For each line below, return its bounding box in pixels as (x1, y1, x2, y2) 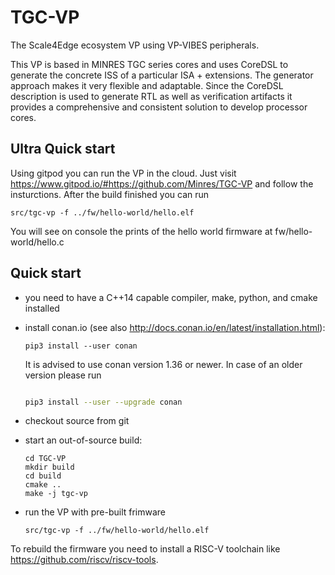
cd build (24, 471, 62, 481)
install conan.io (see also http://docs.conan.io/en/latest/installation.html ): (24, 321, 326, 333)
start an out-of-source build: (24, 434, 143, 446)
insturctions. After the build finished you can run (10, 188, 210, 200)
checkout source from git (24, 415, 130, 427)
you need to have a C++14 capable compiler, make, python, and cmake (24, 291, 318, 303)
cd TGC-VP (24, 454, 67, 464)
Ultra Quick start (10, 141, 116, 158)
